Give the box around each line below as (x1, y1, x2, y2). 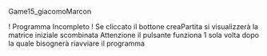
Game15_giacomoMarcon (8, 7, 92, 16)
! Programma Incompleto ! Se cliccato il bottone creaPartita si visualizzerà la (8, 22, 258, 31)
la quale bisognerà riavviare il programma (8, 39, 145, 48)
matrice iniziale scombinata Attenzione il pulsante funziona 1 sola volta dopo (8, 31, 260, 39)
